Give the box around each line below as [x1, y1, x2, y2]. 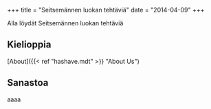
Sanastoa [7, 77, 49, 88]
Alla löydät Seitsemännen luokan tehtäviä [7, 19, 124, 27]
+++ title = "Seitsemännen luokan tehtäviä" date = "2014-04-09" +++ [7, 6, 205, 14]
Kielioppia [7, 39, 52, 51]
